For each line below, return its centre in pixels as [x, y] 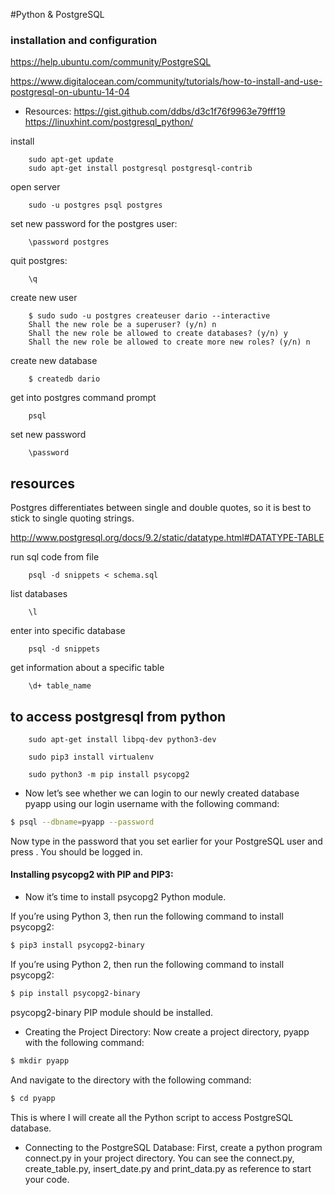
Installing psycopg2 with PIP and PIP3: [92, 875]
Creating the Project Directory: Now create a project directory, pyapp [167, 1031]
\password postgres [69, 242]
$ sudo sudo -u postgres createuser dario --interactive [149, 316]
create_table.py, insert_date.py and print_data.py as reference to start [168, 1168]
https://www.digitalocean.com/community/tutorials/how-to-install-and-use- [166, 81]
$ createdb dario [64, 379]
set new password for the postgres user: [94, 224]
